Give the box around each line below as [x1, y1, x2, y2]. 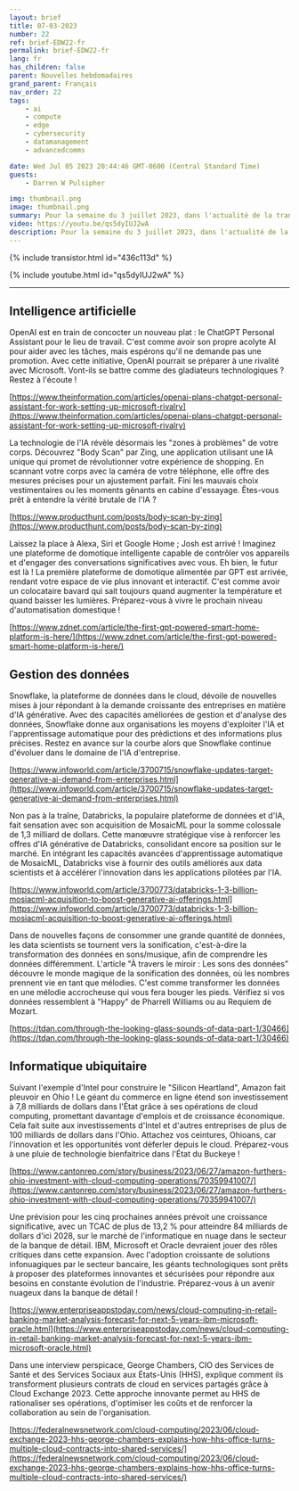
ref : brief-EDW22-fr [9, 37, 86, 47]
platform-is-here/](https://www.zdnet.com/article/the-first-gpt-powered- [9, 631, 278, 642]
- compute [25, 112, 62, 121]
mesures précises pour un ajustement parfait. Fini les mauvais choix [9, 475, 259, 486]
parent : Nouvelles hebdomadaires [9, 71, 133, 80]
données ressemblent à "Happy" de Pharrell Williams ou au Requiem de [9, 996, 272, 1008]
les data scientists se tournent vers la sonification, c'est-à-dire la [9, 940, 247, 951]
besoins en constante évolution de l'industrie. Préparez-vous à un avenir [9, 1278, 276, 1289]
